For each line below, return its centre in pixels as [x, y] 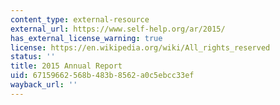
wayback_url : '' [44, 85]
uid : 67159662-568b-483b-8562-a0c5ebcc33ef [102, 76]
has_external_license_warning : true [86, 38]
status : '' [33, 57]
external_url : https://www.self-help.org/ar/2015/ [118, 29]
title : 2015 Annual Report [66, 66]
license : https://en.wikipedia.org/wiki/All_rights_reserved [140, 47]
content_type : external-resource [80, 19]
